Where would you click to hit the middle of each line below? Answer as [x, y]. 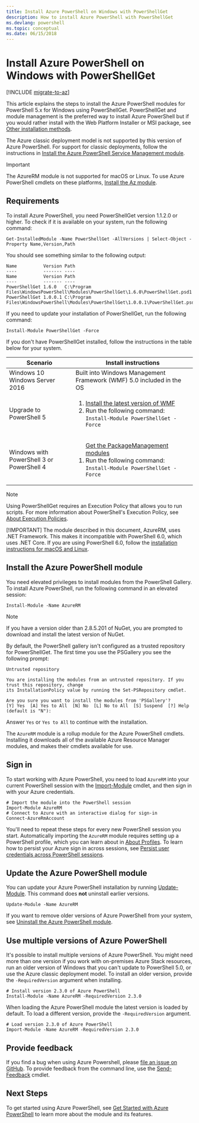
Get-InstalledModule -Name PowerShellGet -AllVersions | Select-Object [96, 239]
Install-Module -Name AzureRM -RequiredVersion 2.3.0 [74, 996]
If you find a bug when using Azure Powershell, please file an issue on [92, 1062]
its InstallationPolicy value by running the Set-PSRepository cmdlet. [96, 690]
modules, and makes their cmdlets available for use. [70, 746]
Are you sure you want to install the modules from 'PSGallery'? [88, 701]
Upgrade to [25, 409]
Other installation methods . [39, 129]
